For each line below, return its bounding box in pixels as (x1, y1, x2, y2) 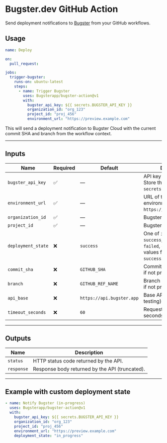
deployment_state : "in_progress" (14, 433, 83, 438)
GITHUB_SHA (80, 266, 106, 272)
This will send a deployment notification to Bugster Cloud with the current (5, 125, 156, 131)
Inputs (5, 150, 26, 158)
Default (100, 164, 118, 171)
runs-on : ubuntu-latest (14, 80, 64, 85)
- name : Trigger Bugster (18, 89, 70, 93)
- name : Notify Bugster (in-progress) (5, 401, 85, 406)
